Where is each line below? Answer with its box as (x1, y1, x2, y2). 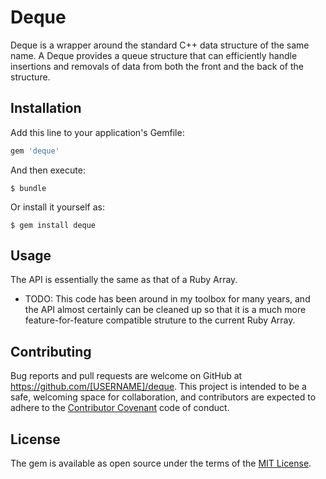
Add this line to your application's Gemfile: (10, 126, 185, 138)
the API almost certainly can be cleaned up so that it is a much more (24, 304, 307, 316)
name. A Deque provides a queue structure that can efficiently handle (10, 49, 298, 61)
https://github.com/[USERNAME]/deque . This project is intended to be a (10, 381, 307, 393)
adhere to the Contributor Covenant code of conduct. (10, 402, 230, 414)
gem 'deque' (10, 146, 60, 156)
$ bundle (10, 183, 47, 193)
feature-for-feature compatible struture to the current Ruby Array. (24, 314, 296, 326)
